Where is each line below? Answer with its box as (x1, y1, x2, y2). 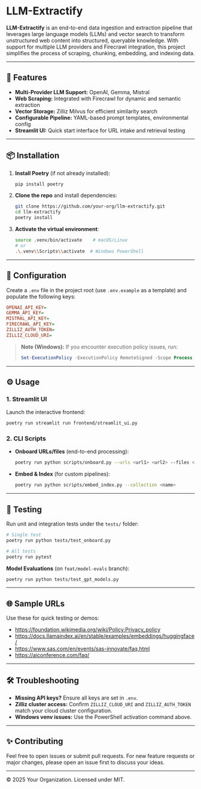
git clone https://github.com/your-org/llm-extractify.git (14, 203, 166, 209)
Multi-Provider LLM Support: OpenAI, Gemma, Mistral (14, 88, 150, 95)
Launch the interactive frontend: (6, 409, 86, 416)
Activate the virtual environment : (14, 226, 99, 233)
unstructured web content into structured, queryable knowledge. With (6, 37, 178, 44)
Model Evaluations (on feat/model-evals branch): (6, 565, 130, 572)
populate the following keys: (6, 293, 76, 300)
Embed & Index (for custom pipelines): (14, 470, 111, 478)
